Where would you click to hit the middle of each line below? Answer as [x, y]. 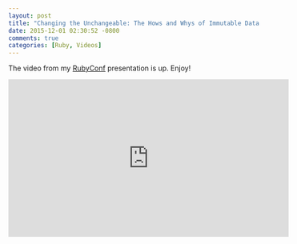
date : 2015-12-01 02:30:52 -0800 [64, 30]
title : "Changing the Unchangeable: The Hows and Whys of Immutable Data [134, 23]
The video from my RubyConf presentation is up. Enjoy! [100, 68]
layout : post [30, 16]
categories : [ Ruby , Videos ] [55, 46]
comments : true [34, 38]
